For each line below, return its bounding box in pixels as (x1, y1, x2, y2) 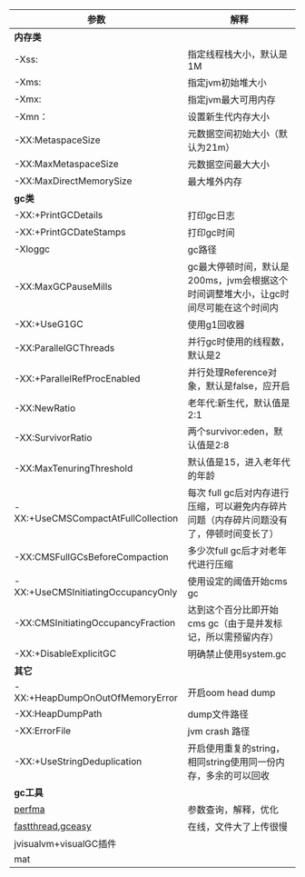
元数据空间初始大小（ (187, 127, 280, 140)
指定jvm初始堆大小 (187, 76, 267, 89)
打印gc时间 (187, 226, 235, 239)
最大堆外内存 (187, 175, 243, 187)
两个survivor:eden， (187, 425, 274, 437)
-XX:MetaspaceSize (14, 134, 101, 146)
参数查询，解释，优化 (187, 803, 280, 816)
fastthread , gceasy (14, 820, 93, 832)
